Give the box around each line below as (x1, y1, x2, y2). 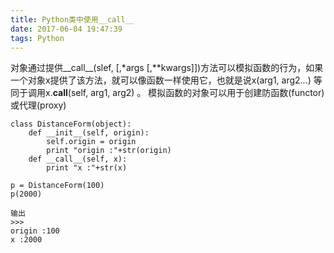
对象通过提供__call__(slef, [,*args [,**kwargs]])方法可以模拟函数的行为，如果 (10, 62, 324, 74)
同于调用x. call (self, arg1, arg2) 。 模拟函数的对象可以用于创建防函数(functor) (10, 87, 325, 99)
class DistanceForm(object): (10, 119, 132, 130)
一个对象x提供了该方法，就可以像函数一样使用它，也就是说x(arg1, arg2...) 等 (10, 74, 323, 86)
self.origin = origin (46, 137, 137, 147)
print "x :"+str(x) (46, 163, 128, 173)
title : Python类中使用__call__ (10, 14, 135, 25)
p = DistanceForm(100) (10, 181, 105, 191)
